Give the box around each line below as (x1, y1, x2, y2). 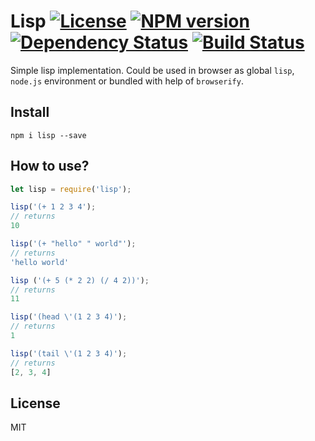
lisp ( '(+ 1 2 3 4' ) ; (10, 202, 97, 212)
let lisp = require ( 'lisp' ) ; (10, 184, 132, 194)
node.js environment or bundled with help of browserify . (10, 75, 244, 87)
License (10, 395, 61, 412)
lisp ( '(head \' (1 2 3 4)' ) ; (10, 312, 128, 322)
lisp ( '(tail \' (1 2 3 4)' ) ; (10, 348, 128, 359)
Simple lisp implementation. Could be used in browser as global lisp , (10, 64, 295, 76)
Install (10, 104, 50, 121)
